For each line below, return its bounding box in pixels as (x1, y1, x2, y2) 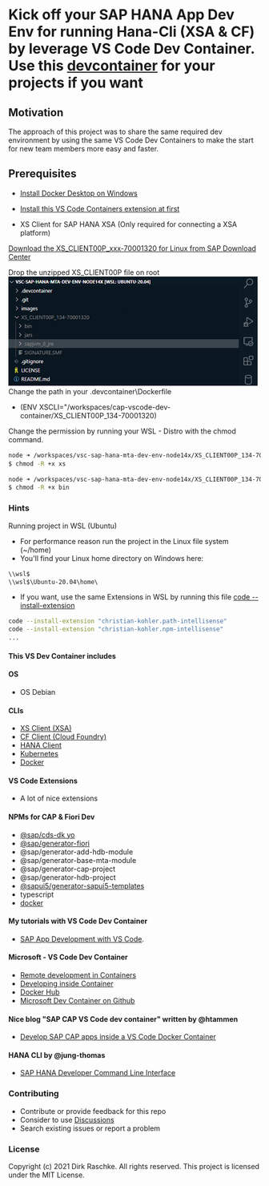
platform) (19, 228, 50, 237)
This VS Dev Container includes (8, 651, 116, 660)
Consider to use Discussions (19, 1115, 114, 1124)
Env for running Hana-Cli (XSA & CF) (8, 22, 255, 41)
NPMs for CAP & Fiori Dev (8, 812, 95, 822)
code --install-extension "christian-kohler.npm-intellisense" (8, 625, 224, 634)
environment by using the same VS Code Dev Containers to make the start (8, 135, 254, 145)
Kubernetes (19, 749, 58, 759)
